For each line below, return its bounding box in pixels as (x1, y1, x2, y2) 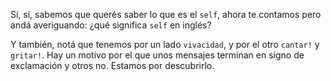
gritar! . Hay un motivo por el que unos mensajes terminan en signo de (10, 49, 305, 61)
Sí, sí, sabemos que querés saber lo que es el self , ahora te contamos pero (10, 9, 322, 20)
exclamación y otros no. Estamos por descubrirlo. (10, 60, 215, 71)
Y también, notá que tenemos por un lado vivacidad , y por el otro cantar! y (10, 39, 320, 50)
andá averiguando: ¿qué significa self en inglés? (10, 19, 212, 31)
